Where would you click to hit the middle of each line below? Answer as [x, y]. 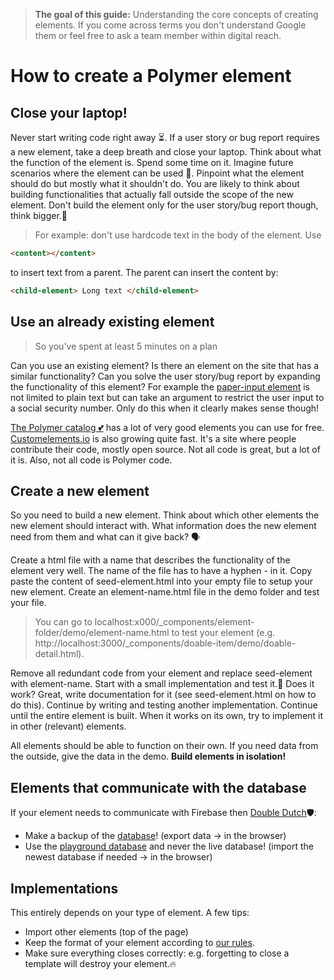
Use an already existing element [112, 322]
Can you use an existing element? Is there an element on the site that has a [165, 365]
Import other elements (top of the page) [106, 932]
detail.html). [59, 654]
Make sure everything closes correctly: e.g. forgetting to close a [157, 953]
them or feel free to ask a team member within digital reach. [158, 35]
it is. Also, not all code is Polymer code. [91, 460]
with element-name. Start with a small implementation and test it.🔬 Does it [162, 684]
